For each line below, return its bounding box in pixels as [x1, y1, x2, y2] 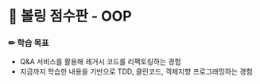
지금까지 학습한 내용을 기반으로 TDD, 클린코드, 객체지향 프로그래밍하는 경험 [19, 67, 253, 76]
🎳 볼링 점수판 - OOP [8, 7, 133, 25]
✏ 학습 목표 [8, 37, 49, 48]
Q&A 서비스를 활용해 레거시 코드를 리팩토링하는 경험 [19, 57, 181, 67]
